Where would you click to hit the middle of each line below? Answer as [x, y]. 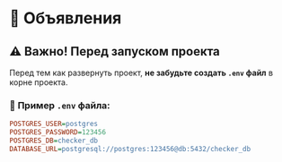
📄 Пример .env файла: [60, 105]
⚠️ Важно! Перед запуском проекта [115, 51]
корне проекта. [39, 82]
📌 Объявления [66, 18]
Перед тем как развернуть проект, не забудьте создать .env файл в [141, 72]
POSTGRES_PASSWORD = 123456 [57, 132]
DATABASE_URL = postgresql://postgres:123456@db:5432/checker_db [130, 149]
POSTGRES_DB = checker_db [54, 141]
